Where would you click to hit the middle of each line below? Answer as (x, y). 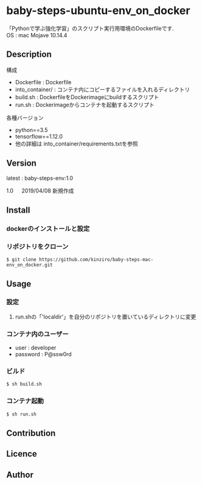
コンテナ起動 (25, 401)
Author (20, 475)
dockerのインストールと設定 (48, 229)
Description (29, 55)
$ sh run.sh (21, 414)
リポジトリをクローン (37, 246)
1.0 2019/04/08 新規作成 (40, 191)
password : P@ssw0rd (43, 354)
